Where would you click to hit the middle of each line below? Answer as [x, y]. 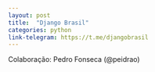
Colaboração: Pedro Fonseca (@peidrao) [74, 59]
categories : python [40, 30]
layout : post [29, 15]
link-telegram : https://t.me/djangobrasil [78, 37]
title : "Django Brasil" [49, 23]
